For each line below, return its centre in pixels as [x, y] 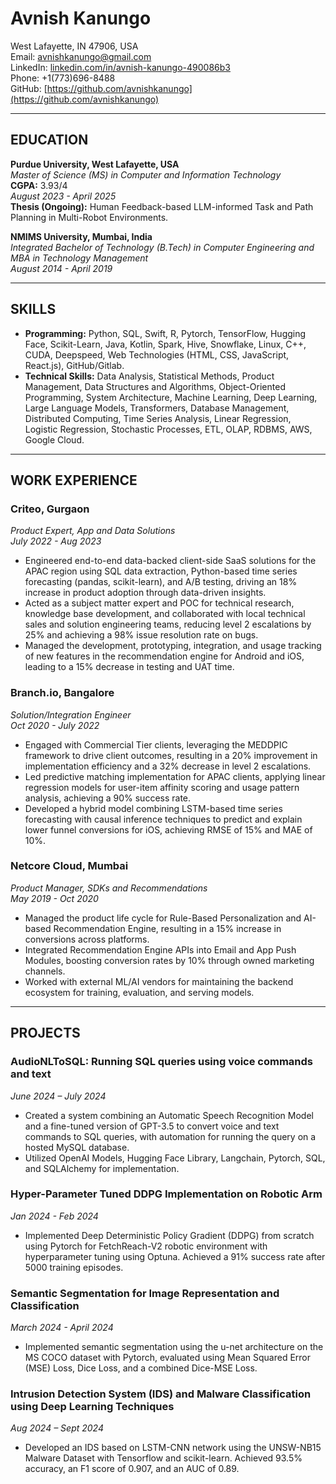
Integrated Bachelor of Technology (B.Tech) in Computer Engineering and [162, 247]
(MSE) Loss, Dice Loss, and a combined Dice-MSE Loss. [141, 1368]
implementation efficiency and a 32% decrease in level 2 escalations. [168, 766]
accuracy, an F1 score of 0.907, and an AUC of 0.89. [132, 1469]
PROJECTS [45, 1033]
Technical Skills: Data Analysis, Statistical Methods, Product [149, 376]
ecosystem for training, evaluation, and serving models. [139, 992]
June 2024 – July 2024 [58, 1096]
